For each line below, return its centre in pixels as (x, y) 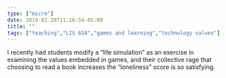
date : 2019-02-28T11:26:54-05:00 (55, 20)
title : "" (21, 26)
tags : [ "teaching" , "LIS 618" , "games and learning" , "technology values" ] (114, 33)
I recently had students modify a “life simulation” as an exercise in (101, 52)
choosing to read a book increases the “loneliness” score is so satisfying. (111, 67)
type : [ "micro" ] (30, 13)
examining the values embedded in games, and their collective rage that (110, 60)
